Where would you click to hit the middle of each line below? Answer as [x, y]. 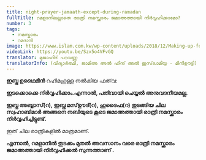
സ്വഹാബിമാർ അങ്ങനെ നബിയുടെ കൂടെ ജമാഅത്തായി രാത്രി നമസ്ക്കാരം [94, 112]
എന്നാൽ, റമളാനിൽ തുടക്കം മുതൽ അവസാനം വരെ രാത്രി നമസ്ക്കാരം [90, 143]
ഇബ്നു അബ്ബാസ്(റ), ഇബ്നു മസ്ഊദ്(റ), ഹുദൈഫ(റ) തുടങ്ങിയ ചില [86, 105]
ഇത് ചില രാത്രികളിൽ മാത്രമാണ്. [48, 131]
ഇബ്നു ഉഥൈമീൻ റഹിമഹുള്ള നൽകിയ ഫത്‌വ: [62, 81]
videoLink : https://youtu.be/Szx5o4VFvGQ [60, 52]
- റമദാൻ [23, 40]
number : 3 [19, 23]
